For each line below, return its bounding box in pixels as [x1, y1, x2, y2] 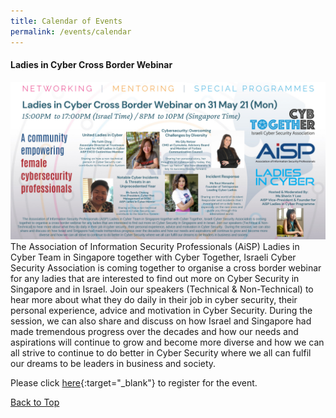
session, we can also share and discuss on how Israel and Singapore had [10, 315, 312, 327]
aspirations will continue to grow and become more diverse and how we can [10, 336, 325, 348]
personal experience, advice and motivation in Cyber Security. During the [10, 304, 313, 316]
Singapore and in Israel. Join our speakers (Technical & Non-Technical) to [10, 283, 314, 295]
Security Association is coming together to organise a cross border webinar [10, 261, 322, 274]
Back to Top [10, 396, 60, 408]
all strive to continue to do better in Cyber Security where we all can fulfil [10, 346, 312, 359]
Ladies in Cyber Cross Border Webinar [10, 59, 173, 71]
